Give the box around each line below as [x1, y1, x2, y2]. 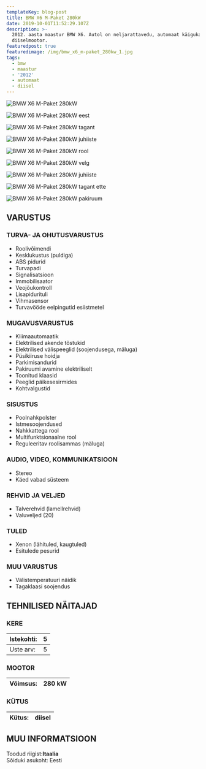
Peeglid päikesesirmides [15, 378, 77, 385]
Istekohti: [9, 635, 37, 643]
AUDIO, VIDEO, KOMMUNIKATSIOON [6, 455, 118, 464]
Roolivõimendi [15, 244, 51, 252]
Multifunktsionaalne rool [15, 433, 77, 441]
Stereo [15, 469, 32, 477]
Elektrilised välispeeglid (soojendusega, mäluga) [15, 346, 138, 353]
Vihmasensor [15, 297, 49, 304]
